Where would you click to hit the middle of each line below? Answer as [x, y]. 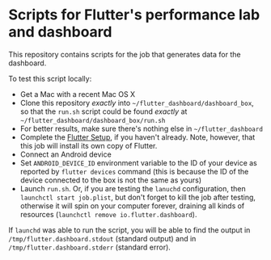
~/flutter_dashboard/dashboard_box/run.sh [93, 120]
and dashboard [60, 32]
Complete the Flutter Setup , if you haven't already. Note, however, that [138, 137]
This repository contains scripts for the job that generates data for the [125, 54]
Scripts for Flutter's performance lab [134, 15]
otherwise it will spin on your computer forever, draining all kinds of [132, 205]
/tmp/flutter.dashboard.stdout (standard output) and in [102, 238]
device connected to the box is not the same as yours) [111, 180]
